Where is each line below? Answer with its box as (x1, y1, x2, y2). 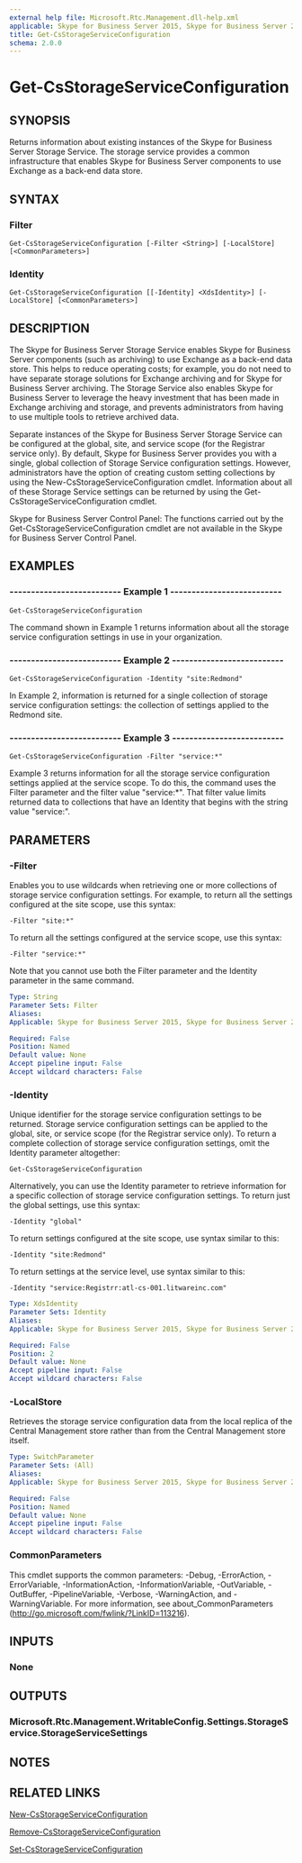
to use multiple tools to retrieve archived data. (9, 412, 180, 423)
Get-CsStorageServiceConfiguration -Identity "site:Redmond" (9, 675, 244, 684)
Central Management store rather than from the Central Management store (9, 1425, 286, 1437)
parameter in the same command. (9, 975, 135, 986)
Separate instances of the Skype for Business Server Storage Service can (9, 429, 283, 440)
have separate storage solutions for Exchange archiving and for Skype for (9, 373, 283, 384)
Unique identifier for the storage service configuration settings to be (9, 1109, 262, 1120)
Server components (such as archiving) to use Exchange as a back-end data (9, 354, 293, 365)
